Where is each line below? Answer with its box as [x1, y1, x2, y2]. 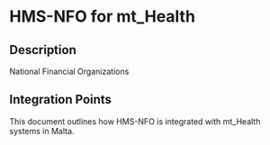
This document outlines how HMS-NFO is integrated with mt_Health [9, 115, 261, 127]
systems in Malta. [9, 125, 75, 136]
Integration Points [9, 92, 112, 107]
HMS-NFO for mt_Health [9, 6, 196, 27]
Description [9, 42, 76, 58]
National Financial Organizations [9, 66, 130, 77]
